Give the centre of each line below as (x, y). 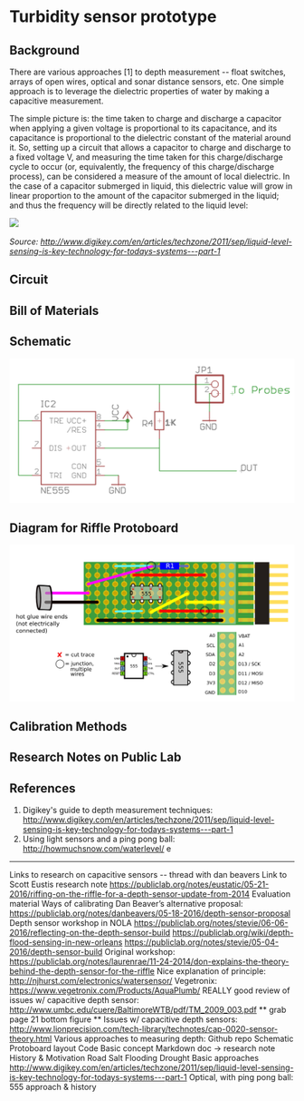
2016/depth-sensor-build (56, 952)
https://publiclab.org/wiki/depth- (233, 933)
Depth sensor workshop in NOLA (71, 923)
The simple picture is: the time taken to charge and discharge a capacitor (146, 118)
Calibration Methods (68, 727)
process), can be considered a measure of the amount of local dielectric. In (150, 176)
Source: (24, 241)
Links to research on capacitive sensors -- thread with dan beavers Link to (148, 875)
